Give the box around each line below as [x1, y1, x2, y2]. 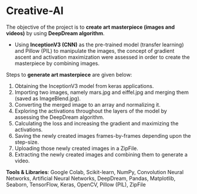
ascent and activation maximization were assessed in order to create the [14, 53, 190, 60]
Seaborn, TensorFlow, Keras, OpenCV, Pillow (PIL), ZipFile [6, 181, 146, 188]
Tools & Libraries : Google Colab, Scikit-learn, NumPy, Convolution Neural [6, 168, 184, 175]
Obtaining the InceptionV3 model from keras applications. [14, 82, 154, 89]
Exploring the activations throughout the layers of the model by [14, 107, 167, 114]
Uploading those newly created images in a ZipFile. [14, 145, 139, 152]
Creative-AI [6, 4, 64, 18]
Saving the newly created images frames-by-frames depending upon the [14, 132, 191, 139]
